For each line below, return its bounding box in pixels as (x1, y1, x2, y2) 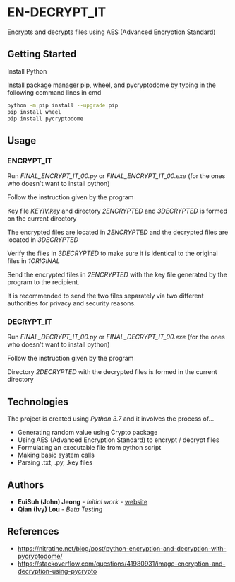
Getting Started (7, 48, 77, 60)
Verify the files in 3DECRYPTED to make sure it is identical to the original (7, 249, 218, 258)
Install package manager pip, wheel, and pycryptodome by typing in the (7, 81, 217, 89)
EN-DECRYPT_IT (7, 4, 107, 21)
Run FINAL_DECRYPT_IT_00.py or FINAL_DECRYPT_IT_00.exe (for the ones (7, 333, 226, 342)
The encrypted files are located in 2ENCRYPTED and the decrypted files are (7, 228, 229, 237)
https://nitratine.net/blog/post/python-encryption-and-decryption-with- (17, 544, 227, 552)
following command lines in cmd (7, 88, 102, 96)
